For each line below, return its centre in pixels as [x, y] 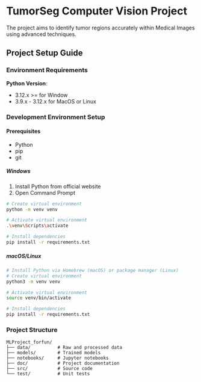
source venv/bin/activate [39, 298]
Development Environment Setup [56, 117]
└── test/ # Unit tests [48, 374]
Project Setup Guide [45, 53]
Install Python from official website [58, 186]
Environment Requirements [47, 70]
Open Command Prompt [45, 193]
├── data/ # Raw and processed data [64, 348]
